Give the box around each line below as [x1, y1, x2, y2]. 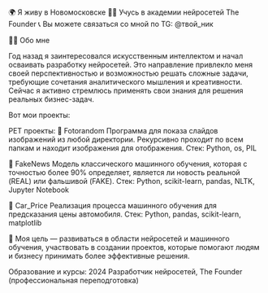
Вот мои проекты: [8, 110, 71, 120]
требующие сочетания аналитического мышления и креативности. [8, 77, 243, 86]
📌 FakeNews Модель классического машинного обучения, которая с [8, 159, 248, 168]
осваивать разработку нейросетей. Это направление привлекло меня [8, 60, 253, 69]
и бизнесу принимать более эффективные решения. [8, 251, 190, 260]
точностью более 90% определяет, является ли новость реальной [8, 168, 241, 177]
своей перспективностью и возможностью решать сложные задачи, [8, 68, 249, 78]
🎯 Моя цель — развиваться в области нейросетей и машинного [8, 234, 230, 243]
